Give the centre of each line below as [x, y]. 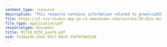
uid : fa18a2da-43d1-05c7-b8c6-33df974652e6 [51, 37]
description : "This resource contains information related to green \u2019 [84, 14]
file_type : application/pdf [34, 23]
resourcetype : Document [30, 28]
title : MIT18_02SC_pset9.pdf [35, 32]
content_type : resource [30, 10]
